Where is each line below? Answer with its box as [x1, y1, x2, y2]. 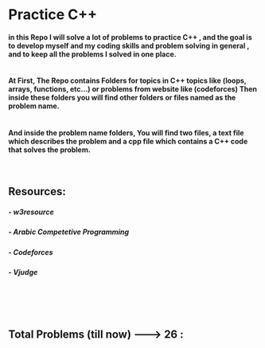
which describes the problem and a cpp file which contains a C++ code [8, 136, 248, 146]
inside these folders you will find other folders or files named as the [8, 93, 236, 103]
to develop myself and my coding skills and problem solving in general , [8, 41, 250, 50]
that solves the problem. [8, 145, 92, 154]
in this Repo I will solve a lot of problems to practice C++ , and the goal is [8, 32, 252, 41]
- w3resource [8, 207, 54, 217]
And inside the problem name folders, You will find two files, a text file [8, 127, 244, 137]
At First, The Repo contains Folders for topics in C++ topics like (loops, [8, 76, 247, 85]
